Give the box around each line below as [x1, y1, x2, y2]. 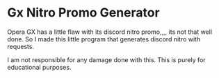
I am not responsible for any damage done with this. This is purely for [7, 55, 206, 64]
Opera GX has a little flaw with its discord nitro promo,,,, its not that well [7, 28, 213, 36]
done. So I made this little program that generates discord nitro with [7, 35, 201, 43]
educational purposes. [7, 63, 72, 71]
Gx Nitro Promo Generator [7, 5, 160, 21]
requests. [7, 42, 35, 50]
